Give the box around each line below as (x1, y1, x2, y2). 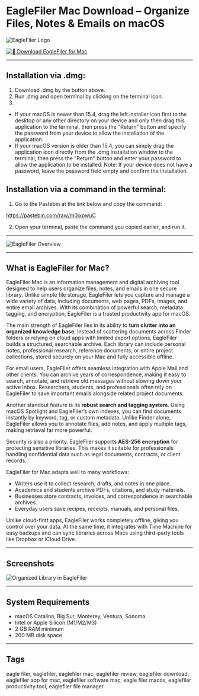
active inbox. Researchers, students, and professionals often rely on (6, 384, 172, 391)
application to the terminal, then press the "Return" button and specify (14, 123, 187, 130)
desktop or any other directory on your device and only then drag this (14, 117, 185, 124)
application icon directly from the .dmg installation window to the (14, 148, 174, 155)
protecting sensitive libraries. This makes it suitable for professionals (6, 444, 174, 452)
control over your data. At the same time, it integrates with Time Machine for (6, 523, 192, 530)
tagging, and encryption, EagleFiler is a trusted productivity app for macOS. (6, 310, 191, 317)
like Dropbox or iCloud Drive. (6, 536, 77, 543)
